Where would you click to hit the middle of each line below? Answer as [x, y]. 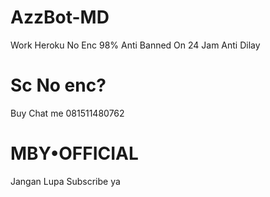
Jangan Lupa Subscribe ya [65, 181]
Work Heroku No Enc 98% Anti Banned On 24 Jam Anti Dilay [135, 45]
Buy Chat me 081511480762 [67, 113]
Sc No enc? [58, 85]
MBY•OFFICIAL [74, 153]
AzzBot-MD [60, 17]
